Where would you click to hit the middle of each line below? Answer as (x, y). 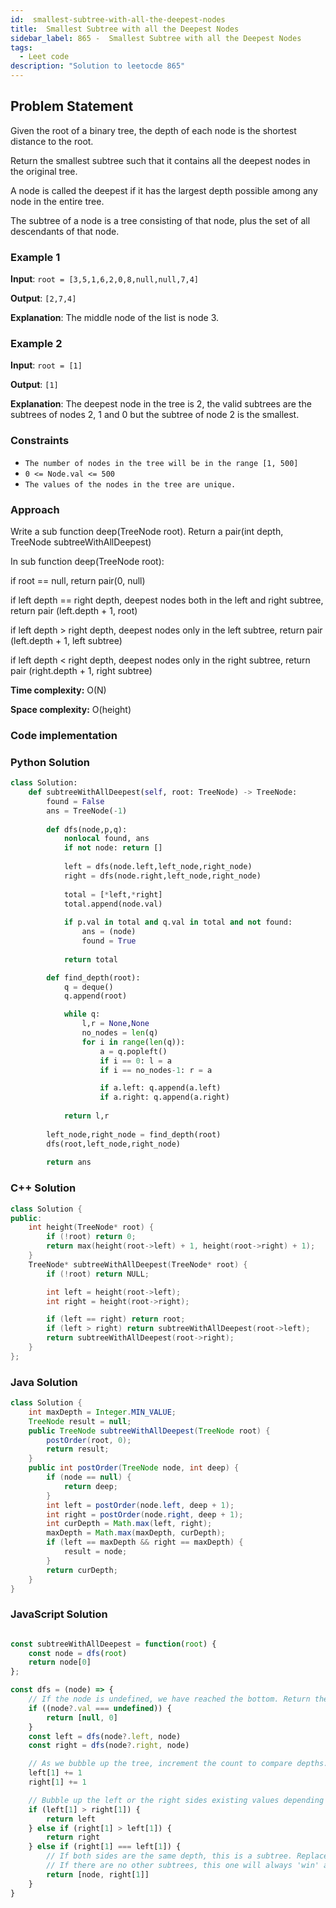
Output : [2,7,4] (43, 298)
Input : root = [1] (46, 365)
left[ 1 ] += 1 (55, 1773)
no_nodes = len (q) (120, 1033)
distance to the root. (52, 141)
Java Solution (44, 1382)
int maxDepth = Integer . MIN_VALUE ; (102, 1412)
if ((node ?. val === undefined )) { (100, 1708)
